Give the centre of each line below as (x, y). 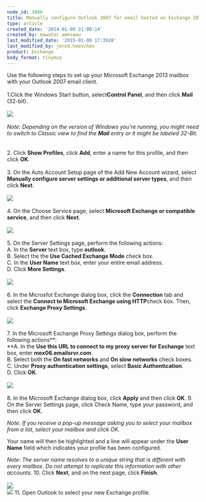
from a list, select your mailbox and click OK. (63, 429)
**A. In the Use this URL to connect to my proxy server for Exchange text (101, 346)
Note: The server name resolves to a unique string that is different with (96, 459)
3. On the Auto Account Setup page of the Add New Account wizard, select (102, 172)
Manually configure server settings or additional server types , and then (99, 179)
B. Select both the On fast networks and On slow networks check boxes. (100, 359)
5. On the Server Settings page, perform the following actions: (85, 243)
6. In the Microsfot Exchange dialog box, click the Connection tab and (95, 294)
